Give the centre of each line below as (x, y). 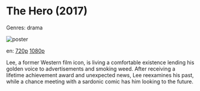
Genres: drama (24, 28)
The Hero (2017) (47, 11)
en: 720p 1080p (25, 51)
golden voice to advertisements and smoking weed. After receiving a (91, 69)
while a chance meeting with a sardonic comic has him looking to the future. (100, 81)
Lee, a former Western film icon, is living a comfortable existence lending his (100, 62)
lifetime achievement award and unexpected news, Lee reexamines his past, (100, 75)
